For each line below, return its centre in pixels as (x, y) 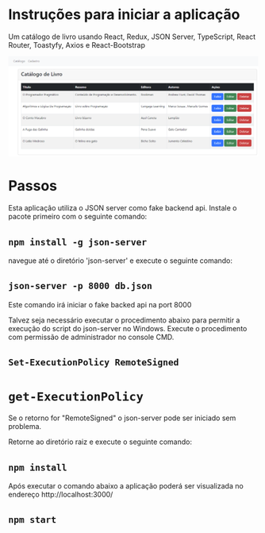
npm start (33, 520)
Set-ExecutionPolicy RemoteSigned (94, 363)
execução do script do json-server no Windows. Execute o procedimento (128, 328)
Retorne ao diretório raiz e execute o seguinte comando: (100, 442)
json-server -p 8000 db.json (81, 286)
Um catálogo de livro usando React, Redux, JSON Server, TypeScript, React (132, 37)
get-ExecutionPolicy (76, 397)
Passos (33, 186)
